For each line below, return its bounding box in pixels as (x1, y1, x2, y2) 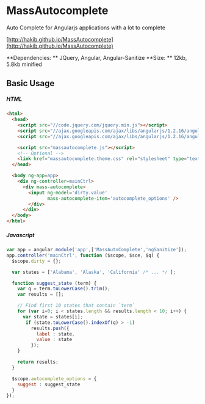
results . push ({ (31, 325, 70, 331)
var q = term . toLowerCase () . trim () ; (17, 285, 111, 292)
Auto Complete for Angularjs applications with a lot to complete (6, 24, 166, 31)
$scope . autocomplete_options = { (12, 375, 97, 382)
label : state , (36, 331, 75, 337)
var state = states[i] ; (22, 314, 84, 320)
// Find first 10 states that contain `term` (17, 303, 135, 309)
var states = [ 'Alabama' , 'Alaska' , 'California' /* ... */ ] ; (12, 269, 176, 275)
